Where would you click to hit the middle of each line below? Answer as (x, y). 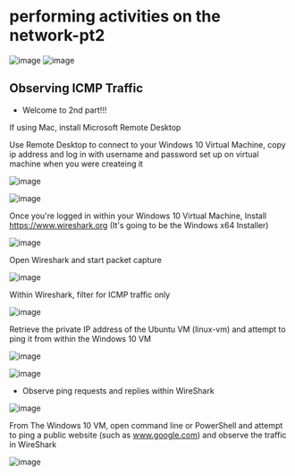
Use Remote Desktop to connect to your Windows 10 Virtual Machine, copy (147, 144)
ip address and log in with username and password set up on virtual (134, 154)
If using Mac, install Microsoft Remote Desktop (95, 127)
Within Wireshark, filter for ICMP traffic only (90, 294)
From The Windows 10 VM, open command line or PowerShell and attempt (146, 425)
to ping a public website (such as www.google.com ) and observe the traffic (148, 435)
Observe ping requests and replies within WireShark (118, 390)
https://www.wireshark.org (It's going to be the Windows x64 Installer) (139, 225)
